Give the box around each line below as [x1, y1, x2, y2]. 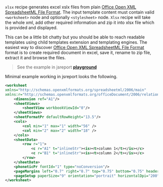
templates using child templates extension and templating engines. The [5, 39, 147, 45]
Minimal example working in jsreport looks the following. [5, 74, 118, 79]
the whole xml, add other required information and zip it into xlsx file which [5, 19, 154, 25]
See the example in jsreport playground [16, 64, 97, 70]
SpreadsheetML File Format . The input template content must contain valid [5, 9, 154, 15]
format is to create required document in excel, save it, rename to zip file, [5, 50, 151, 55]
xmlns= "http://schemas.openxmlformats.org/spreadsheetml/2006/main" [5, 87, 147, 92]
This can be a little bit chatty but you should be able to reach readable [5, 34, 145, 40]
